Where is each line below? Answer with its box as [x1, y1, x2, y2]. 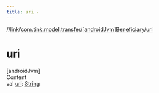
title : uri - [6, 9, 40, 15]
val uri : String [6, 80, 40, 87]
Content [6, 74, 27, 81]
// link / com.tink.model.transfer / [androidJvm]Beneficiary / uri [6, 26, 154, 33]
